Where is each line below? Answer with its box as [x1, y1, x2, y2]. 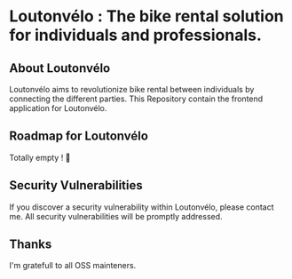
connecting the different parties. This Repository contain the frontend [9, 93, 264, 104]
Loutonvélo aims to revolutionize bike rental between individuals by [9, 84, 255, 94]
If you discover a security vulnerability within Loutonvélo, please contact [9, 202, 274, 212]
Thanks [9, 237, 52, 252]
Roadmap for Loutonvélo [9, 129, 149, 144]
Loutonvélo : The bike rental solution [9, 6, 284, 27]
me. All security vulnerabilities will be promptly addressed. [9, 211, 224, 221]
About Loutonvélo [9, 60, 111, 76]
